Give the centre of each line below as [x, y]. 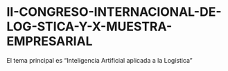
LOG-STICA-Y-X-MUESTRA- [89, 27]
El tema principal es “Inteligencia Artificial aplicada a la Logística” [99, 60]
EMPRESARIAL [50, 41]
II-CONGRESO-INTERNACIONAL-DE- [114, 12]
